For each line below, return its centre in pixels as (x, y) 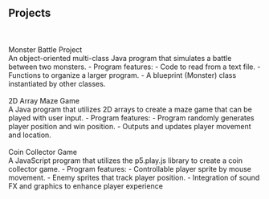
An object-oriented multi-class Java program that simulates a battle (120, 58)
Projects (30, 13)
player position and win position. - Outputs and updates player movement (130, 126)
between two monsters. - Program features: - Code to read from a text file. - (134, 67)
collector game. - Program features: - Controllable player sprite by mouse (130, 169)
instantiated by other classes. (57, 83)
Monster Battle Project (45, 49)
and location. (30, 135)
